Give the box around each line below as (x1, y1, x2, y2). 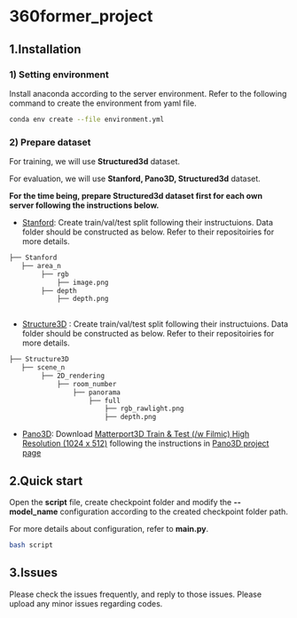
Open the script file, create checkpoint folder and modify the (9, 496, 232, 507)
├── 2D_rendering (41, 371, 105, 380)
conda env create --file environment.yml (9, 115, 165, 123)
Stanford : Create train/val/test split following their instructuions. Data (21, 218, 273, 228)
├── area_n (20, 261, 62, 270)
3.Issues (9, 566, 58, 581)
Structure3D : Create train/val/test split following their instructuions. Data (21, 319, 289, 329)
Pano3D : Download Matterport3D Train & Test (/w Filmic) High (21, 429, 250, 440)
